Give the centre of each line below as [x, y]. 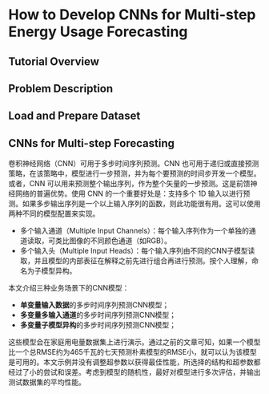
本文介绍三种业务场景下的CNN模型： [69, 288]
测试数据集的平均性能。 [47, 382]
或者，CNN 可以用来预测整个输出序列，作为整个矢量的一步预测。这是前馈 [129, 184]
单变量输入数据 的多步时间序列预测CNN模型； [94, 305]
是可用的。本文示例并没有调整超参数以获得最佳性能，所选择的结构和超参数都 [134, 362]
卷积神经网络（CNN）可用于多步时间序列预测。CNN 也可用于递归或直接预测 [134, 164]
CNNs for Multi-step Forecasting [91, 143]
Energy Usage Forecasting [98, 32]
